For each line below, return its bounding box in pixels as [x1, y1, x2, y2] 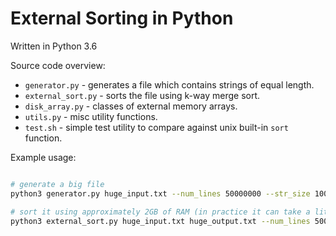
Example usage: [10, 151, 77, 163]
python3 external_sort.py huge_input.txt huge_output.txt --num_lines [10, 216, 311, 226]
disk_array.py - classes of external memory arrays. [24, 100, 238, 112]
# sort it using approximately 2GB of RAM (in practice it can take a [10, 207, 311, 217]
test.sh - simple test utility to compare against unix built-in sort [24, 121, 289, 133]
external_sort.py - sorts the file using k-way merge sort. [24, 89, 261, 101]
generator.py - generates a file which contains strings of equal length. [24, 78, 315, 91]
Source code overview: [10, 59, 106, 71]
